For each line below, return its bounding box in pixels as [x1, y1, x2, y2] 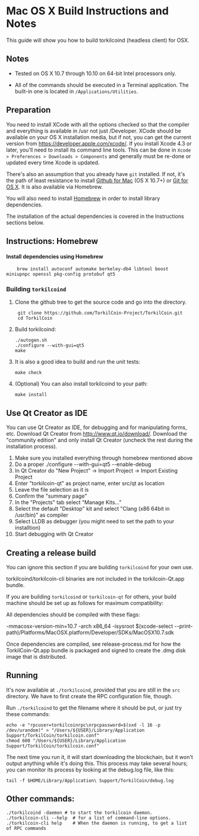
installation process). [6, 443, 58, 450]
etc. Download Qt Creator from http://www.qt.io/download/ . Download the [6, 430, 187, 437]
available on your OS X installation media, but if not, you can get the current [6, 133, 191, 141]
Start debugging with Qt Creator [14, 530, 94, 538]
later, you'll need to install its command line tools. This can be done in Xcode [6, 146, 191, 153]
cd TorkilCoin [17, 315, 53, 322]
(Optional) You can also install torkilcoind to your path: [14, 380, 148, 387]
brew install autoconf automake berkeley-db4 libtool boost [17, 266, 169, 272]
